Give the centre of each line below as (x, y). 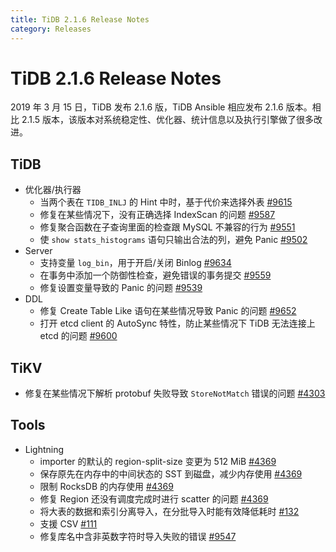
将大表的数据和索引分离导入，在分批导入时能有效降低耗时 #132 (169, 511)
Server (38, 251)
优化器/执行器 (53, 190)
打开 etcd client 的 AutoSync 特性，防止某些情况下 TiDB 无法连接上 (177, 323)
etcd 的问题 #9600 (78, 336)
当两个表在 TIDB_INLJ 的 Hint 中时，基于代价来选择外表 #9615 (166, 202)
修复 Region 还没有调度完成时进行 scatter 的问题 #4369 (154, 498)
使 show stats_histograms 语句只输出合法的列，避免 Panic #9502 (173, 240)
